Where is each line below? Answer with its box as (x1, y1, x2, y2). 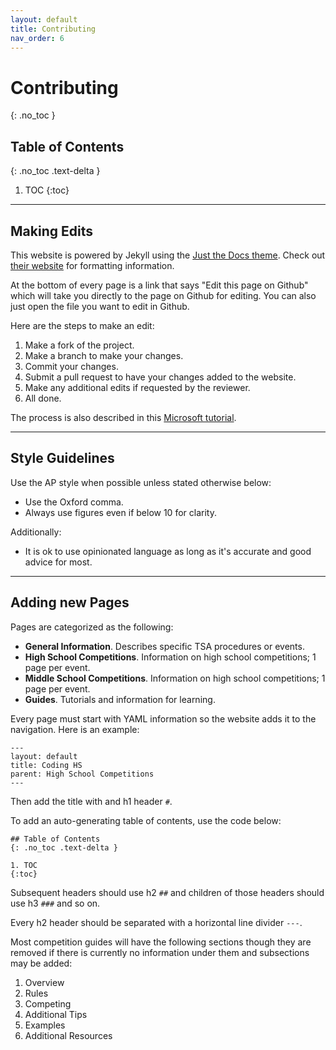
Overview (24, 976, 65, 988)
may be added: (10, 957, 73, 969)
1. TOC (10, 860, 38, 870)
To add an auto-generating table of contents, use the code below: (10, 814, 282, 826)
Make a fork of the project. (24, 339, 135, 351)
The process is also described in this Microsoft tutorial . (10, 411, 237, 423)
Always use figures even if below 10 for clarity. (24, 506, 217, 518)
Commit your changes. (24, 360, 119, 372)
